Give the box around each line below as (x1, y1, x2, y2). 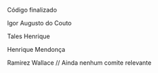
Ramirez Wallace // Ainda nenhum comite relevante (7, 59, 152, 67)
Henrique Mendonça (7, 46, 65, 53)
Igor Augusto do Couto (7, 19, 72, 27)
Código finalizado (7, 6, 57, 14)
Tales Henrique (7, 32, 50, 40)
